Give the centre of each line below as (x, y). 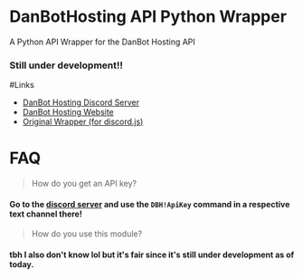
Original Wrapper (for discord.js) (83, 122)
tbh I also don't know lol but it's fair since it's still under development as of (152, 255)
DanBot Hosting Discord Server (81, 102)
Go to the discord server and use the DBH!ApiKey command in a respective (150, 204)
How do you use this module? (87, 234)
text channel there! (46, 214)
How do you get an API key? (84, 184)
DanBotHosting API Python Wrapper (148, 17)
